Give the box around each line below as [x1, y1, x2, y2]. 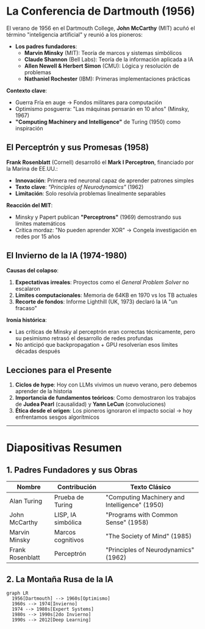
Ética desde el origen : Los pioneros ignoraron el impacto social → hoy [15, 407, 193, 414]
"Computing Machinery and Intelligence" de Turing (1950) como [15, 118, 181, 126]
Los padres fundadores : [15, 43, 77, 50]
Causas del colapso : [6, 266, 59, 274]
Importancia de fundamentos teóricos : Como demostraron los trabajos [15, 394, 196, 402]
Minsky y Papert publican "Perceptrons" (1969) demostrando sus [15, 213, 182, 221]
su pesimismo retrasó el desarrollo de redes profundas [15, 334, 154, 342]
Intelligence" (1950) [106, 501, 164, 510]
